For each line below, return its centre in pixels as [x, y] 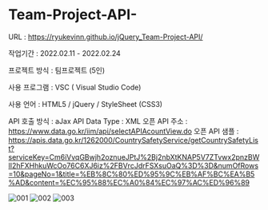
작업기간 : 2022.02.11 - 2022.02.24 [65, 53]
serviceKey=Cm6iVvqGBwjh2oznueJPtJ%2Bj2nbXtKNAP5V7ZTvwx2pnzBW [134, 157]
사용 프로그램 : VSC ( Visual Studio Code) [75, 87]
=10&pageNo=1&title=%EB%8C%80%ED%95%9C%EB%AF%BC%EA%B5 [132, 174]
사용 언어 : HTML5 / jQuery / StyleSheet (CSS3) [85, 104]
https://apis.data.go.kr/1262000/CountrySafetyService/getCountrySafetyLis [133, 140]
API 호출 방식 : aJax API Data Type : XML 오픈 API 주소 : [98, 121]
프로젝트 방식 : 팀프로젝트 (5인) [57, 70]
